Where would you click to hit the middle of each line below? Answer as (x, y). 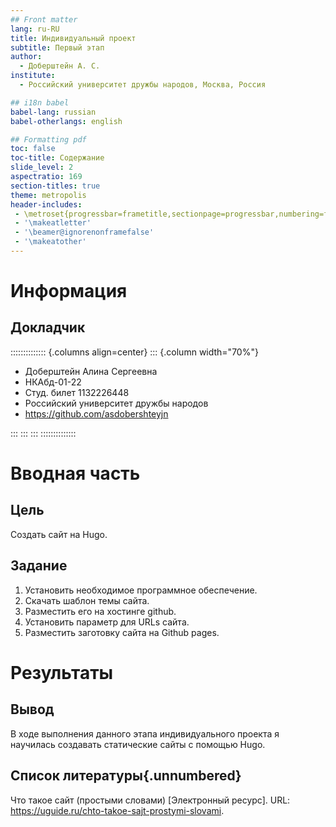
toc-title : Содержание (57, 158)
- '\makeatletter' (53, 223)
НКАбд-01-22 (53, 382)
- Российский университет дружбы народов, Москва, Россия (143, 85)
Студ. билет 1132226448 (77, 392)
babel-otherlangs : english (66, 121)
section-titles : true (55, 186)
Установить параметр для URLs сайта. (107, 622)
